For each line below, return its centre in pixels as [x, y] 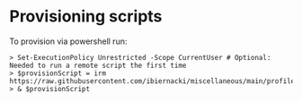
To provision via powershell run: [68, 41]
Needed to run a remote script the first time [98, 65]
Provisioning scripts [86, 17]
